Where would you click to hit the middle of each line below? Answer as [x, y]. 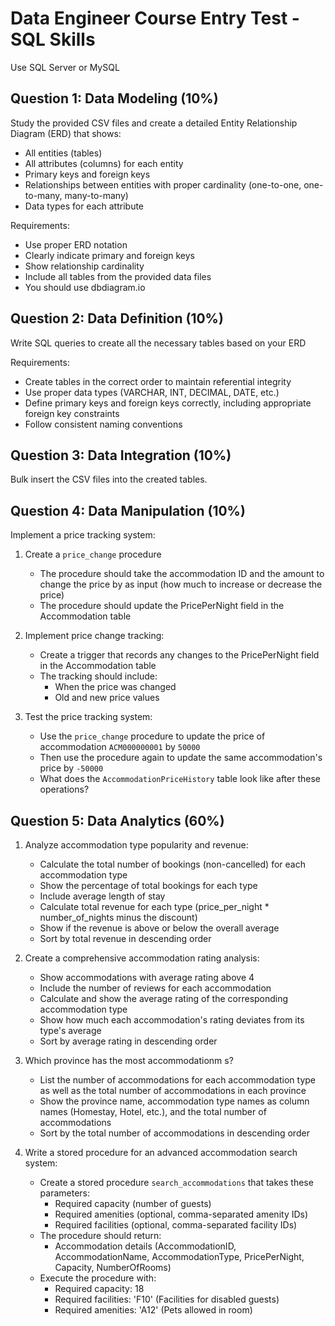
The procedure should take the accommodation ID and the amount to [182, 574]
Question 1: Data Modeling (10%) [114, 98]
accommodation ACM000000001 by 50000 [120, 747]
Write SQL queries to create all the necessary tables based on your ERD [158, 343]
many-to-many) [96, 195]
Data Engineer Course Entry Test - [155, 18]
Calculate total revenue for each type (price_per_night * [154, 906]
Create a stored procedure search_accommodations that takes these [176, 1182]
